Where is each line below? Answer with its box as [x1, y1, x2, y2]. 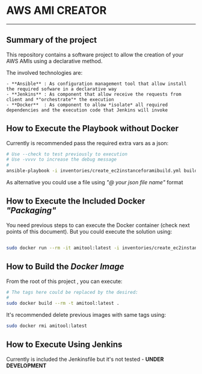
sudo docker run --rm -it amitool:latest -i [6, 245, 120, 251]
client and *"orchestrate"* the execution [6, 96, 114, 102]
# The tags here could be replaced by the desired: [6, 289, 138, 295]
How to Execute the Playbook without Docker [6, 123, 179, 134]
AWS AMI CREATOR [6, 4, 107, 17]
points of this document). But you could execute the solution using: [6, 228, 173, 235]
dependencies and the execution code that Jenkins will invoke [6, 107, 168, 113]
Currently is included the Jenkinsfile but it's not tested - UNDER [6, 355, 164, 363]
